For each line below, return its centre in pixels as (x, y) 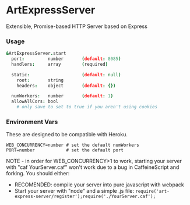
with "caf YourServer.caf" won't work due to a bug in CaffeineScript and (93, 167)
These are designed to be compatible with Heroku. (67, 135)
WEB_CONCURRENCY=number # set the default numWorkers (73, 145)
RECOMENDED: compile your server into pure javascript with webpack (99, 185)
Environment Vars (32, 122)
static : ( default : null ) (66, 75)
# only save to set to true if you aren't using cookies (87, 107)
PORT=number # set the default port (65, 150)
